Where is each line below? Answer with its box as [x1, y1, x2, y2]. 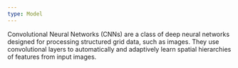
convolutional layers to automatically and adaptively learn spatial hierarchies [7, 45, 232, 53]
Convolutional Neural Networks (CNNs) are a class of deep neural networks [7, 30, 230, 38]
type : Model [7, 10, 43, 18]
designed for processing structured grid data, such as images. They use [7, 37, 219, 46]
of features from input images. [7, 52, 97, 61]
